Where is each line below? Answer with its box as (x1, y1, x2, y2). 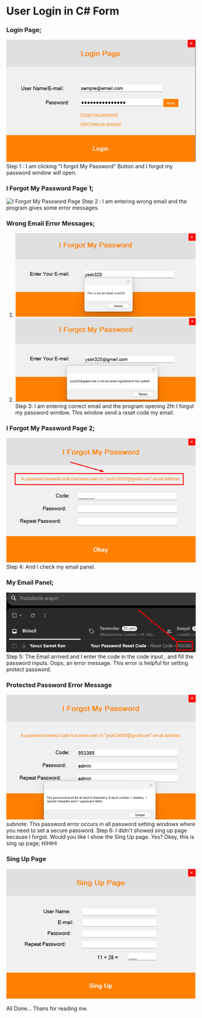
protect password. (6, 666, 52, 673)
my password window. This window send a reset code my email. (14, 409, 175, 416)
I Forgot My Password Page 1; (6, 184, 94, 192)
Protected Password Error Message (6, 681, 112, 689)
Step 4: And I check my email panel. (6, 563, 96, 571)
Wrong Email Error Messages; (6, 219, 95, 227)
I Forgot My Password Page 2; (6, 424, 95, 432)
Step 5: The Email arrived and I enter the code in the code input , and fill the (6, 653, 194, 660)
